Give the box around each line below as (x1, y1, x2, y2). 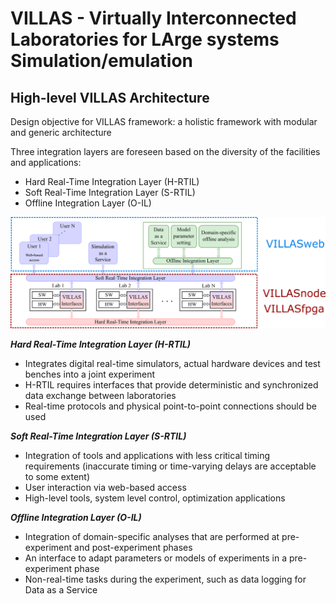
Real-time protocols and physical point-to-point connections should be (24, 400, 317, 412)
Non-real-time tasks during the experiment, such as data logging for (24, 573, 307, 585)
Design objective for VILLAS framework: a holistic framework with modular (10, 116, 318, 127)
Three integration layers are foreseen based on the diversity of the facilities (10, 146, 321, 157)
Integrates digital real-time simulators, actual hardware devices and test (24, 357, 321, 369)
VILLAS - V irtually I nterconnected (10, 7, 297, 30)
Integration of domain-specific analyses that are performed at (24, 530, 280, 542)
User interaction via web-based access (24, 481, 187, 493)
